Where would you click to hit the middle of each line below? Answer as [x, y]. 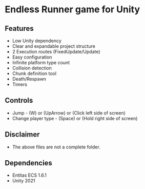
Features [19, 29]
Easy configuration [32, 57]
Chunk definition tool [34, 73]
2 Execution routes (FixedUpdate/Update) [56, 52]
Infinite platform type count [41, 62]
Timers [20, 84]
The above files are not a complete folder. [56, 147]
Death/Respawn [29, 79]
